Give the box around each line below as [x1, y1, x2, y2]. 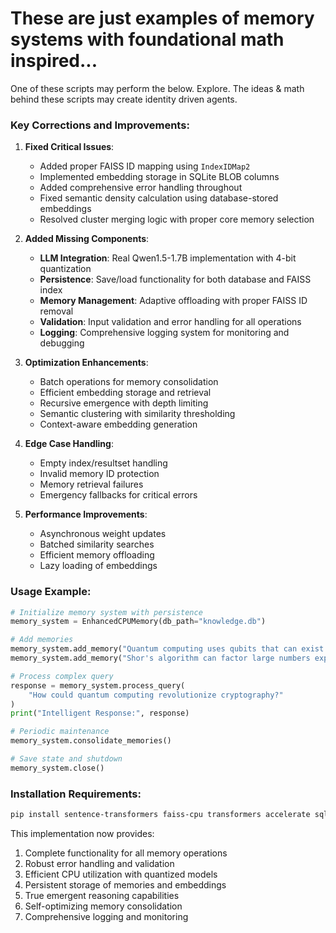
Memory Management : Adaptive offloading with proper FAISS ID [39, 295, 308, 307]
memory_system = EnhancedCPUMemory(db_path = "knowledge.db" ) [10, 617, 267, 627]
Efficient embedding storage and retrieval [39, 387, 212, 399]
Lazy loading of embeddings [39, 560, 158, 572]
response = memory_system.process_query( [10, 680, 186, 691]
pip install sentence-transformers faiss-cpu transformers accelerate [10, 810, 311, 820]
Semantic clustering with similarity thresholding [39, 408, 236, 420]
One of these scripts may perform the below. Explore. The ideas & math [10, 82, 305, 94]
